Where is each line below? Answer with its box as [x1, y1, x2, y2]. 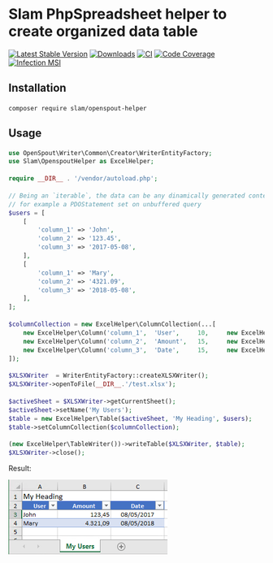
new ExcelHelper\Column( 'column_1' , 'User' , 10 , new [23, 328, 238, 337]
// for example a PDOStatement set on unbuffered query [8, 200, 201, 208]
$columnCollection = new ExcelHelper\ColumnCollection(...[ [8, 320, 217, 329]
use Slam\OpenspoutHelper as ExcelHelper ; [8, 158, 154, 166]
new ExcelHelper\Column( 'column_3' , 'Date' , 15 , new [23, 346, 238, 354]
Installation [8, 81, 67, 95]
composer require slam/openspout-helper [8, 104, 148, 112]
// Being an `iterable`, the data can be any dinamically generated [8, 192, 245, 200]
